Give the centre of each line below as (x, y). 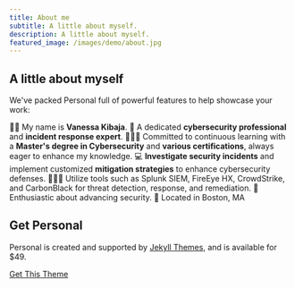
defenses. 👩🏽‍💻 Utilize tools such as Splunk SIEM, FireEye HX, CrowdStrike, (147, 179)
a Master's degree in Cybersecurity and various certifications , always (142, 146)
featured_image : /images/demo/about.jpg (86, 42)
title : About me (39, 17)
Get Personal (46, 226)
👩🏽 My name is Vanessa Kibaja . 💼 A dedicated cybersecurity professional (148, 127)
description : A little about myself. (80, 34)
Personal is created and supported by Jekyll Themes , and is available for (143, 247)
